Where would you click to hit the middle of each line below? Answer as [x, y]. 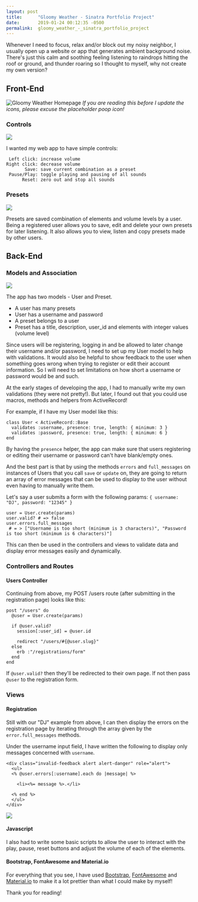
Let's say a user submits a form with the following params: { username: [92, 497]
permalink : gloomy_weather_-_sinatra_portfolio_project [78, 28]
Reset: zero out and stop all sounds [68, 180]
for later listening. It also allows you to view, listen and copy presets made [96, 231]
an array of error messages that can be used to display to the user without [97, 479]
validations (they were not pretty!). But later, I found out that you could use [97, 394]
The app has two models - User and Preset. [59, 297]
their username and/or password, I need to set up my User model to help [95, 351]
